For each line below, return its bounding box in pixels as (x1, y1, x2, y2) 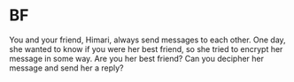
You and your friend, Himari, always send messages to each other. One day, (9, 34, 286, 45)
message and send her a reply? (9, 63, 124, 73)
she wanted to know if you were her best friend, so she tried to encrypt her (9, 43, 283, 54)
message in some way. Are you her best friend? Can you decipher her (9, 53, 264, 63)
